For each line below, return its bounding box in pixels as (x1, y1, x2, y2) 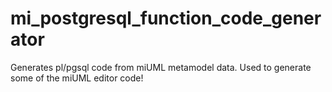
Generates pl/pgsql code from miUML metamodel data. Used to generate (10, 61, 312, 73)
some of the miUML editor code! (10, 72, 144, 84)
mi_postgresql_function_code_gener (10, 7, 322, 30)
